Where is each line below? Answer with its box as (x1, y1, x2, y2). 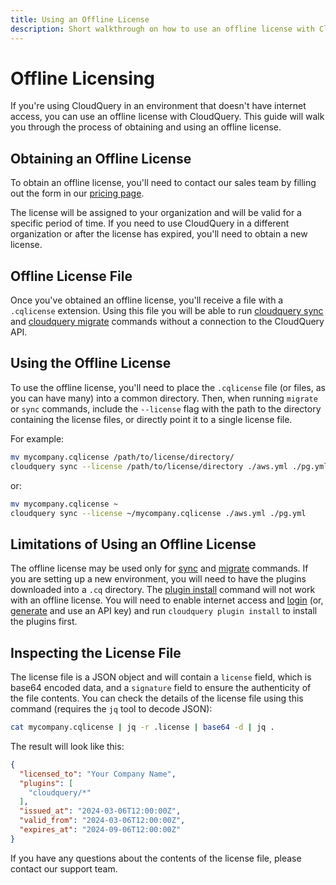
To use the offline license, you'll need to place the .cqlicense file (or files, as (10, 381, 326, 393)
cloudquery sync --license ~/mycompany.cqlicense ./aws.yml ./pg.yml (10, 508, 307, 518)
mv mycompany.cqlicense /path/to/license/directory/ (10, 452, 235, 462)
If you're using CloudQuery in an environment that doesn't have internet (10, 100, 307, 112)
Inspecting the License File (10, 644, 182, 661)
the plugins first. (10, 616, 78, 628)
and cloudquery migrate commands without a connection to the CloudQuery (10, 316, 325, 328)
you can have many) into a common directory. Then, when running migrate (10, 392, 318, 404)
